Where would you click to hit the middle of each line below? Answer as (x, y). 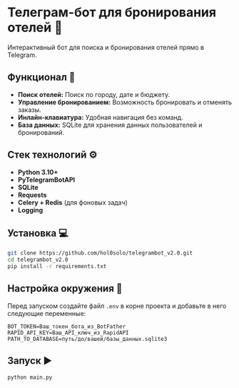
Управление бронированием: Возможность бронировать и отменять (124, 102)
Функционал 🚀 (41, 77)
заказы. (29, 109)
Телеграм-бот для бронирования (112, 12)
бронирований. (41, 132)
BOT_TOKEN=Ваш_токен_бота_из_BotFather (67, 326)
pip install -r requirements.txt (57, 267)
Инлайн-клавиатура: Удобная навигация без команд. (100, 117)
